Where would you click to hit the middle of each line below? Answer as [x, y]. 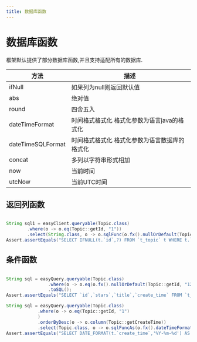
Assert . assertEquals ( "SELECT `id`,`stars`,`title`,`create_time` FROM [94, 295]
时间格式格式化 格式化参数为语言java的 [125, 120]
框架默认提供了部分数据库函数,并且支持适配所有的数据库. [74, 60]
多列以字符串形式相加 [101, 160]
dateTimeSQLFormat [37, 144]
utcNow [20, 182]
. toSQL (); [60, 290]
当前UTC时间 [89, 182]
